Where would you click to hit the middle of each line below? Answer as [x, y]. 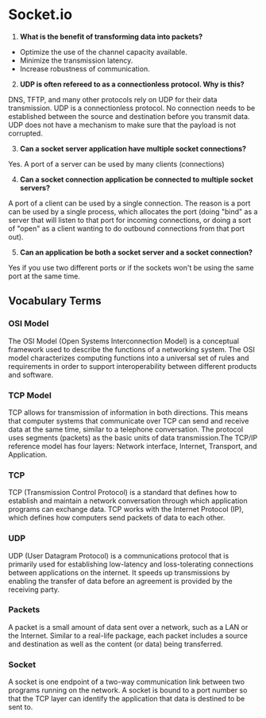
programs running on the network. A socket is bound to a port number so [128, 690]
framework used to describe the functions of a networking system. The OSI [132, 349]
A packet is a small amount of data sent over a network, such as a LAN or [128, 627]
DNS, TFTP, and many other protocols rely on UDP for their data [113, 99]
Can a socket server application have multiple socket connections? [133, 148]
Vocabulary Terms [55, 301]
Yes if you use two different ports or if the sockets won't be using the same [131, 267]
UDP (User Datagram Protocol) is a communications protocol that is [119, 555]
